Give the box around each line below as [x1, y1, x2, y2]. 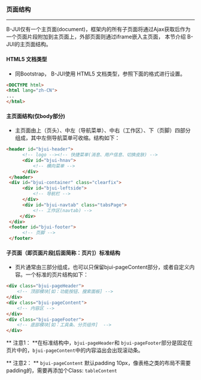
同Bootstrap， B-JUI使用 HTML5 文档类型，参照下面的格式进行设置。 [14, 70, 186, 77]
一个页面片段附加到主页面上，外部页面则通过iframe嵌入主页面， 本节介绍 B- [6, 33, 193, 40]
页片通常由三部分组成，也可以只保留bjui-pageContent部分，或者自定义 [14, 264, 190, 271]
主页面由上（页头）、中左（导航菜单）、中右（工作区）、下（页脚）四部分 [14, 127, 191, 134]
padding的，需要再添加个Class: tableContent [6, 367, 118, 374]
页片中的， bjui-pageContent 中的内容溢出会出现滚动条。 [6, 346, 144, 354]
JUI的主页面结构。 [6, 41, 52, 48]
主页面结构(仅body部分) [6, 112, 66, 119]
